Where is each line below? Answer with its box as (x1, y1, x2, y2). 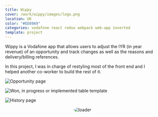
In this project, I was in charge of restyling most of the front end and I (5, 63, 145, 69)
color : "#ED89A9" (5, 21, 41, 26)
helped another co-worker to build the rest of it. (5, 69, 102, 74)
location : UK (5, 16, 32, 21)
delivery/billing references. (5, 54, 59, 59)
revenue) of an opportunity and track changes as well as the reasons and (5, 49, 153, 55)
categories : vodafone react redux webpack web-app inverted (5, 26, 131, 30)
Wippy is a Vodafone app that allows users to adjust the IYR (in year (5, 44, 142, 49)
